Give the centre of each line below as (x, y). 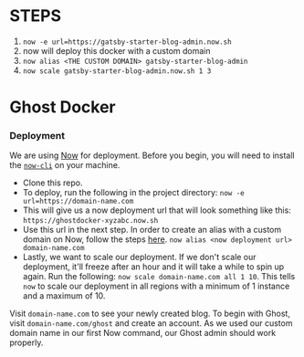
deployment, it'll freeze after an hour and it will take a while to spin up (153, 267)
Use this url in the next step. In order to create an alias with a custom (152, 230)
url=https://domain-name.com (78, 202)
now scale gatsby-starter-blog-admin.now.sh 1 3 (117, 71)
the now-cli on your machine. (65, 165)
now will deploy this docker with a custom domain (116, 50)
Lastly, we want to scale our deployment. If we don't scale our (140, 257)
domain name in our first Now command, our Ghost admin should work (143, 333)
